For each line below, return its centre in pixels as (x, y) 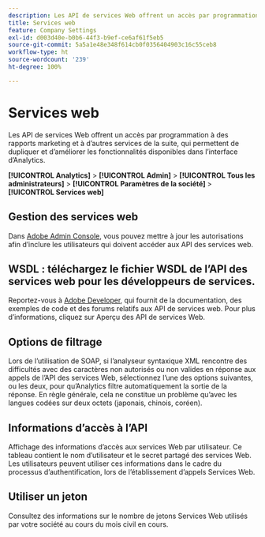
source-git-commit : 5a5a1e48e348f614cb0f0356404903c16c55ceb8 (112, 45)
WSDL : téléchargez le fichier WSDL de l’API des (128, 269)
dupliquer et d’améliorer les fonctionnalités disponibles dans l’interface (123, 152)
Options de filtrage (55, 342)
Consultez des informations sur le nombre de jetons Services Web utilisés (128, 516)
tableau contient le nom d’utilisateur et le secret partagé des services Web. (130, 455)
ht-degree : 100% (35, 67)
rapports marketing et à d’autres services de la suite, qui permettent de (123, 143)
